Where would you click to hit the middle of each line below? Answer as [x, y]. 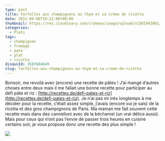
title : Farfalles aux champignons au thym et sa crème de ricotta [74, 14]
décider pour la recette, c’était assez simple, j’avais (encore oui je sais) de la [82, 104]
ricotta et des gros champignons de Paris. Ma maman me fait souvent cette [81, 109]
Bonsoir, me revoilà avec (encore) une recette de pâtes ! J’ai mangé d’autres [82, 83]
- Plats [17, 32]
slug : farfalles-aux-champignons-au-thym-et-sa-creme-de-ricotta [73, 69]
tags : [11, 37]
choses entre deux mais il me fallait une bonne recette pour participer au [79, 88]
